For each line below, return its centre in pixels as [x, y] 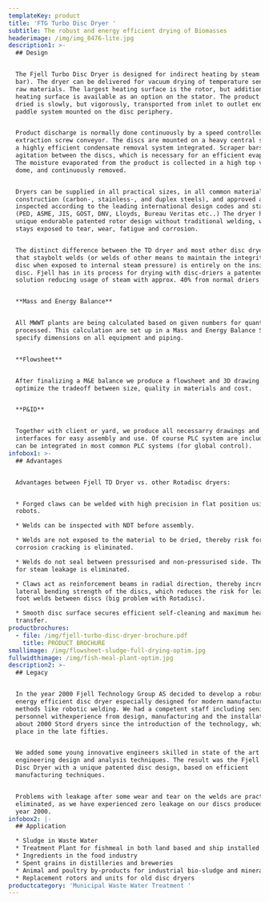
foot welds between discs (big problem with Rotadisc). [110, 599]
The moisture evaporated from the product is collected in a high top [136, 162]
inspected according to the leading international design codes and [132, 206]
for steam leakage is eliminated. [73, 569]
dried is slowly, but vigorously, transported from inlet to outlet [132, 104]
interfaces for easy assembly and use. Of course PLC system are [127, 439]
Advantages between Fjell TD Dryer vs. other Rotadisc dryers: [123, 482]
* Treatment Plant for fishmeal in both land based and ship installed [138, 848]
